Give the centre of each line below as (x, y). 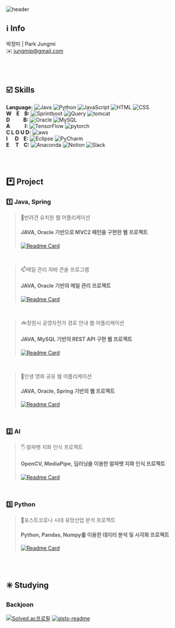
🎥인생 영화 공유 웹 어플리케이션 (56, 376)
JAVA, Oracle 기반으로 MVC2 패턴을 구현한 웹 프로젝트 (84, 232)
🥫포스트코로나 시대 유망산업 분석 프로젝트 (68, 520)
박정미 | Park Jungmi (31, 44)
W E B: (18, 113)
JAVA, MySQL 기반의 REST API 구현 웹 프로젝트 (76, 339)
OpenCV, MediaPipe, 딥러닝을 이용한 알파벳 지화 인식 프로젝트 (93, 464)
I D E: (17, 139)
